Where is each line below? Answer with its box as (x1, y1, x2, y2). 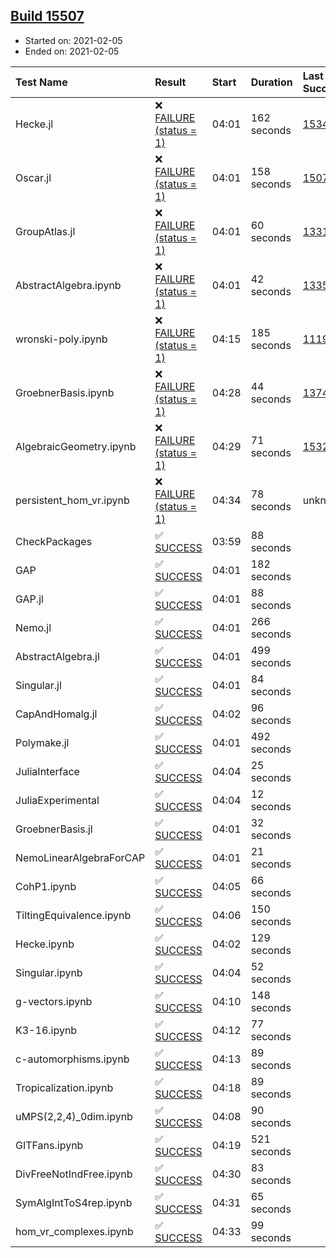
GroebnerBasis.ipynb (15, 385, 115, 399)
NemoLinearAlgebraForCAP (15, 850, 146, 864)
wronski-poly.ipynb (15, 332, 108, 346)
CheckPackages (15, 534, 93, 548)
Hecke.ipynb (15, 937, 75, 951)
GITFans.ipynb (15, 1138, 84, 1152)
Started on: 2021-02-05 (24, 34, 123, 46)
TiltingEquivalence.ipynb (15, 908, 132, 922)
